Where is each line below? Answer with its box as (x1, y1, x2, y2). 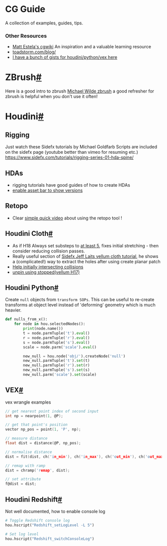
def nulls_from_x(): (5, 317, 48, 322)
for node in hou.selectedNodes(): (14, 322, 85, 327)
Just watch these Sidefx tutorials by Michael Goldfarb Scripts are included (5, 144, 158, 150)
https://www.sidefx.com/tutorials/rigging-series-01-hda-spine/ (5, 154, 134, 160)
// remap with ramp (5, 463, 46, 468)
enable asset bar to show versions (12, 187, 83, 193)
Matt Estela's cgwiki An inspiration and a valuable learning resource (12, 44, 152, 50)
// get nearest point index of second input (5, 409, 99, 414)
